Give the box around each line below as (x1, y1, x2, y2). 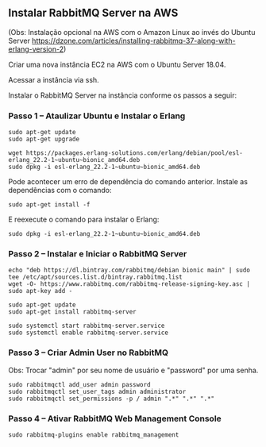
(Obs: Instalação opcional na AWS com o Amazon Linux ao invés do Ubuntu (8, 27, 256, 37)
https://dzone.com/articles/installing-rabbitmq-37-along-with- (31, 36, 236, 45)
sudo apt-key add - (8, 287, 73, 295)
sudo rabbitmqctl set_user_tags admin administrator (8, 387, 187, 395)
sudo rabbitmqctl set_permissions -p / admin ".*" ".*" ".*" (8, 395, 215, 403)
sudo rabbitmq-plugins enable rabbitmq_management (8, 431, 179, 439)
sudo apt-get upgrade (8, 135, 80, 144)
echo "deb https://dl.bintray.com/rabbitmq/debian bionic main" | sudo (8, 266, 250, 275)
